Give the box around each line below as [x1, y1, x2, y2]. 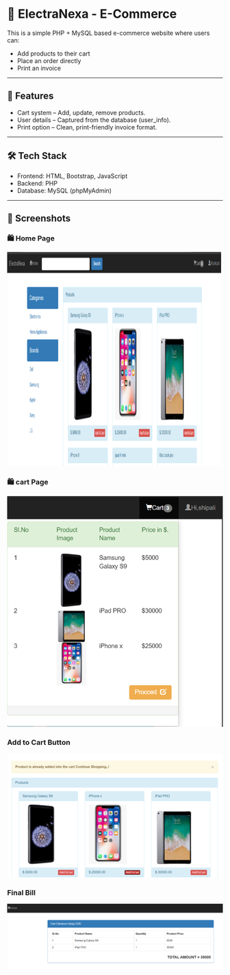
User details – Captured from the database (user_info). [16, 116, 171, 124]
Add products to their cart [16, 49, 90, 58]
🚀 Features [7, 90, 54, 102]
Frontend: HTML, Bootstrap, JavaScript [16, 171, 128, 180]
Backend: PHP [16, 179, 58, 187]
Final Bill [7, 887, 36, 897]
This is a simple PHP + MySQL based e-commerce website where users [7, 29, 210, 37]
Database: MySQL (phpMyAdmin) [16, 186, 112, 195]
